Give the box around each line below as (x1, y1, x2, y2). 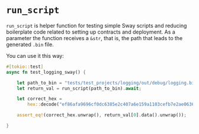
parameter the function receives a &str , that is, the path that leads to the (6, 34, 183, 41)
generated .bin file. (6, 41, 54, 48)
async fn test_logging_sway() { (6, 69, 86, 75)
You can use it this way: (6, 52, 64, 59)
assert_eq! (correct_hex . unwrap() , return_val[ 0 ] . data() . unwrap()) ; (17, 112, 187, 118)
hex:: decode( (27, 102, 60, 107)
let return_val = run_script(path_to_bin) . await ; (17, 85, 142, 91)
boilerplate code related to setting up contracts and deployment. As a (6, 28, 176, 35)
